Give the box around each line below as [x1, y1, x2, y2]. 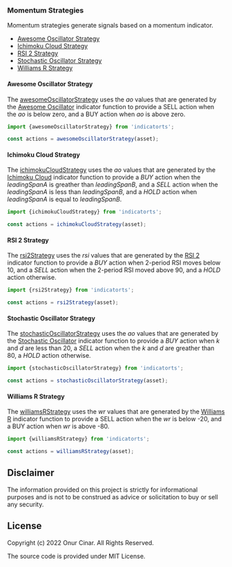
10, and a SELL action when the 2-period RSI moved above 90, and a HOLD [7, 266, 221, 274]
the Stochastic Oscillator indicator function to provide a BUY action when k [7, 337, 220, 345]
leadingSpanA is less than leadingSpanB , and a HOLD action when [7, 188, 197, 196]
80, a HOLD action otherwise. [7, 352, 91, 360]
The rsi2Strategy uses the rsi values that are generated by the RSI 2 [7, 251, 200, 260]
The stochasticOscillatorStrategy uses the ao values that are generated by [7, 329, 219, 338]
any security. [7, 500, 44, 508]
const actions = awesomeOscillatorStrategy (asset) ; [7, 135, 159, 143]
